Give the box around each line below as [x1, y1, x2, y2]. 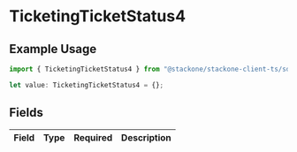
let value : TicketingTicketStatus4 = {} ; [9, 80, 164, 89]
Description [120, 131, 172, 143]
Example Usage [9, 42, 97, 57]
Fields [9, 105, 44, 120]
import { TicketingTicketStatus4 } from [9, 65, 161, 73]
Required [73, 131, 113, 143]
